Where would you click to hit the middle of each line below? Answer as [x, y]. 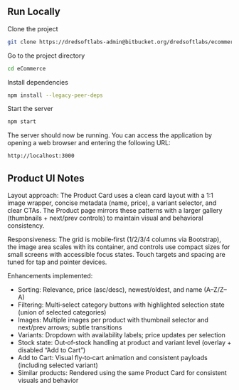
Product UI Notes [46, 178]
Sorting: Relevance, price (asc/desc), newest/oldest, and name [110, 290]
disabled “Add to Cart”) [52, 350]
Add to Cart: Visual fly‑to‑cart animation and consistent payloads [112, 358]
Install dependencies [38, 82]
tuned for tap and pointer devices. [57, 262]
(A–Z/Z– [216, 290]
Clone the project [33, 28]
